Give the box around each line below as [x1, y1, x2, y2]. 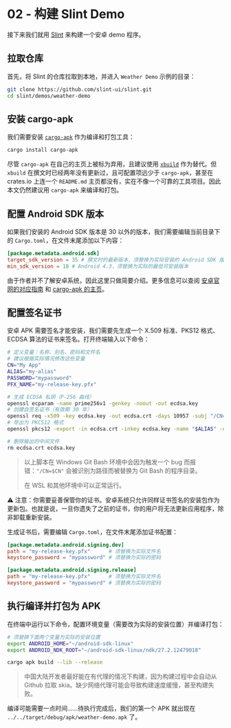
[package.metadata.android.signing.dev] [7, 541, 125, 549]
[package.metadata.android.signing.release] [7, 567, 137, 573]
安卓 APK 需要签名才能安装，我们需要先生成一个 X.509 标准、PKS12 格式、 [7, 326, 219, 335]
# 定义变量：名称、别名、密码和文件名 [7, 349, 101, 356]
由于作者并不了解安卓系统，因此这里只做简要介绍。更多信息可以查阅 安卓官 [7, 276, 220, 284]
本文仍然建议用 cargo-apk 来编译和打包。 [7, 186, 123, 194]
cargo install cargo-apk [7, 146, 78, 154]
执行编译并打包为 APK [7, 600, 101, 612]
